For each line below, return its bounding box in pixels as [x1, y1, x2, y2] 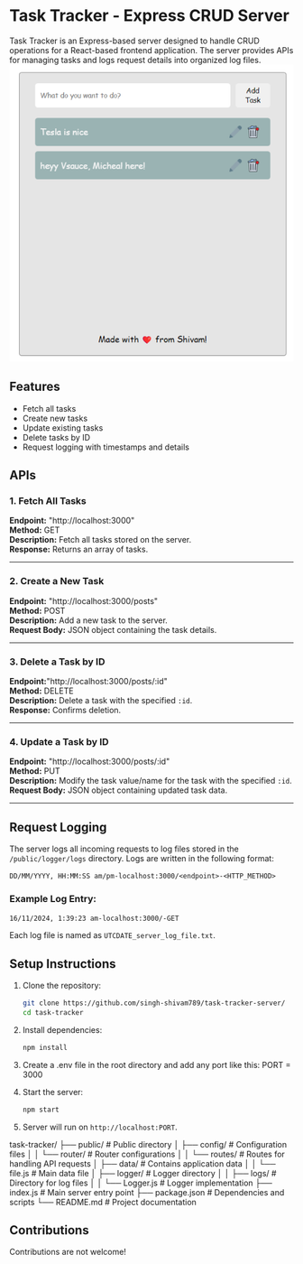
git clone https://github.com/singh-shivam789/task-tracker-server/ [22, 999, 286, 1008]
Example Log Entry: [9, 892, 97, 905]
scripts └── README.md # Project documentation [9, 1196, 197, 1207]
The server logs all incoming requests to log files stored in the [9, 843, 239, 854]
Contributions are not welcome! [9, 1247, 126, 1258]
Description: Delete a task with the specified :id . [9, 694, 193, 705]
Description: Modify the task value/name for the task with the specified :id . [9, 776, 292, 786]
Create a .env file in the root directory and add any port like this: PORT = [22, 1059, 291, 1070]
